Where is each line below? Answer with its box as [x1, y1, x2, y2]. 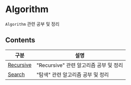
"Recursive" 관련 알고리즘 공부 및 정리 [36, 62, 123, 69]
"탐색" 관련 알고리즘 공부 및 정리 [36, 71, 109, 78]
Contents [5, 36, 36, 45]
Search [8, 71, 25, 78]
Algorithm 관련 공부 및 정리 [5, 21, 60, 27]
